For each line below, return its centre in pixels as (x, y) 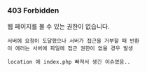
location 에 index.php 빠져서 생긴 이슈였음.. (69, 62)
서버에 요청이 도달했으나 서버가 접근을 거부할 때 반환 (73, 41)
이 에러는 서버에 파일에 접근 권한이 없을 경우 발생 (70, 49)
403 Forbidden (33, 10)
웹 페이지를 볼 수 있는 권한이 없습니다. (58, 27)
